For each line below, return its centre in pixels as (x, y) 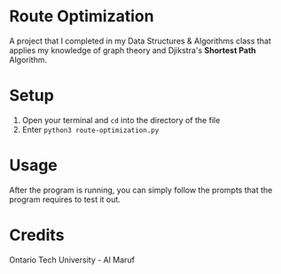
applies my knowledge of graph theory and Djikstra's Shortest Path (133, 50)
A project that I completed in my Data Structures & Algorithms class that (140, 41)
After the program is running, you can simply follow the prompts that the (141, 190)
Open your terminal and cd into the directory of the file (121, 120)
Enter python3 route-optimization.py (90, 129)
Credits (37, 235)
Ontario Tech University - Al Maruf (72, 260)
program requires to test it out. (65, 199)
